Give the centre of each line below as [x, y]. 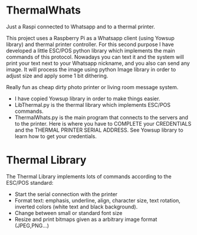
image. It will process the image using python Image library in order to [91, 69]
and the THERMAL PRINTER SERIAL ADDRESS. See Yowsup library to [99, 130]
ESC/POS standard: [30, 182]
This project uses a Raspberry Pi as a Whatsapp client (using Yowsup [91, 38]
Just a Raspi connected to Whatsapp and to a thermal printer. [81, 27]
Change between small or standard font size [68, 213]
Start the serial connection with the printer [66, 194]
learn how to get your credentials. [56, 136]
